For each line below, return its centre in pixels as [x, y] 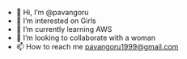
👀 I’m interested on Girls [56, 21]
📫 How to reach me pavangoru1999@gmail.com [97, 47]
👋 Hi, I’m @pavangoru [52, 12]
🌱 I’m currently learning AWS [64, 29]
